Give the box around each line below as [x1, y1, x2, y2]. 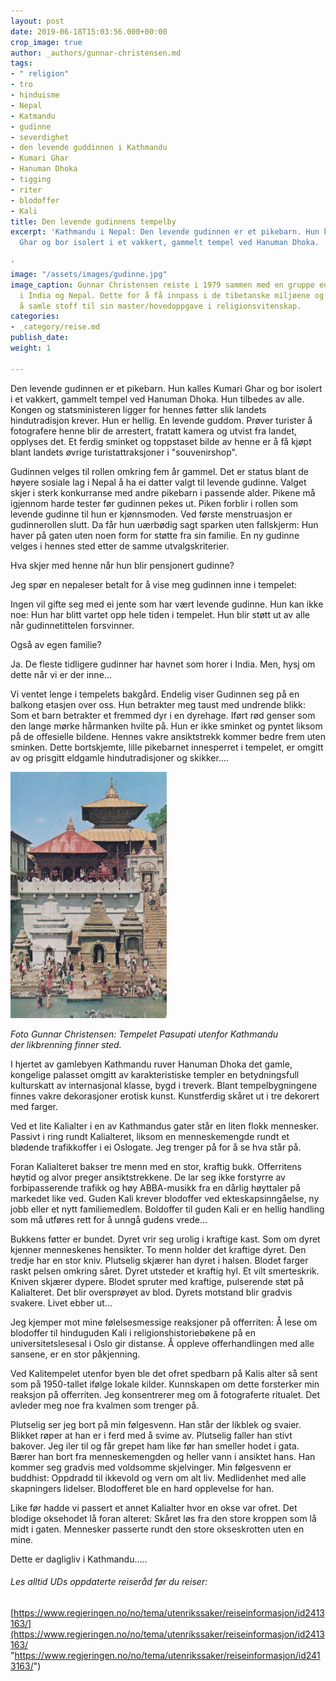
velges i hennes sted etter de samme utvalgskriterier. [10, 540, 230, 552]
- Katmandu [10, 111, 56, 121]
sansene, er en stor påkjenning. [10, 1348, 141, 1360]
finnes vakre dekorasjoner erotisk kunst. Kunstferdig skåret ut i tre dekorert [10, 1090, 320, 1102]
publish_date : [10, 333, 70, 343]
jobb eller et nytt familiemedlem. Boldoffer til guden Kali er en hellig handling [10, 1203, 325, 1215]
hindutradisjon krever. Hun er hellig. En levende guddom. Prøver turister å [10, 414, 313, 426]
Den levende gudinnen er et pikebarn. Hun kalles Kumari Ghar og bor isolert [10, 382, 323, 394]
